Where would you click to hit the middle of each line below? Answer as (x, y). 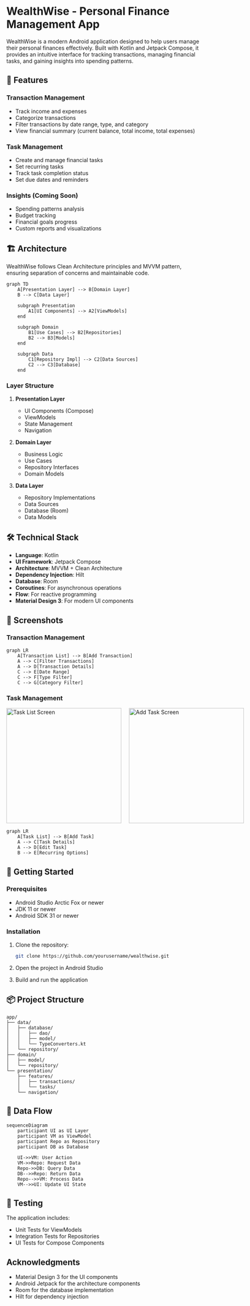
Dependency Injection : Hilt (50, 575)
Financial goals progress (46, 222)
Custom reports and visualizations (58, 229)
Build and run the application (51, 980)
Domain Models (44, 474)
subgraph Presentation (46, 306)
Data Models (40, 517)
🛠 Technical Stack (43, 537)
